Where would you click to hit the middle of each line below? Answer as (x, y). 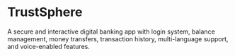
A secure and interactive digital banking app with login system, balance (111, 31)
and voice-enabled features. (48, 46)
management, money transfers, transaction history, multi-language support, (118, 38)
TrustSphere (45, 12)
